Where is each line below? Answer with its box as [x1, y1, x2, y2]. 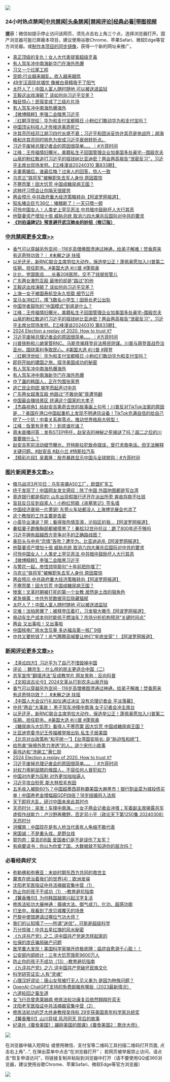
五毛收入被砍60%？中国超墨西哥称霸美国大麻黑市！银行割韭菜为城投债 [12, 786, 161, 792]
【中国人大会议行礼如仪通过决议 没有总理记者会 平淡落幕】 [12, 698, 135, 704]
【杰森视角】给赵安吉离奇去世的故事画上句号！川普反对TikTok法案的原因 [12, 404, 165, 410]
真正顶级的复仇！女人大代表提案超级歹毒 [12, 54, 97, 60]
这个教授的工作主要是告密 [12, 512, 66, 518]
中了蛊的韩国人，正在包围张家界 [12, 378, 80, 384]
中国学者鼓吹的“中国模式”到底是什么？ [12, 303, 93, 309]
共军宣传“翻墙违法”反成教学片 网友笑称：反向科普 [12, 672, 116, 678]
